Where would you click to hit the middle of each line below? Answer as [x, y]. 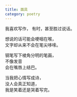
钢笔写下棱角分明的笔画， [31, 55]
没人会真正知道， [22, 83]
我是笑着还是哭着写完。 [29, 90]
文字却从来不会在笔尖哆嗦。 [33, 45]
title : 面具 [16, 9]
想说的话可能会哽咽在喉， [31, 39]
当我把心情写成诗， [24, 78]
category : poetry [23, 14]
